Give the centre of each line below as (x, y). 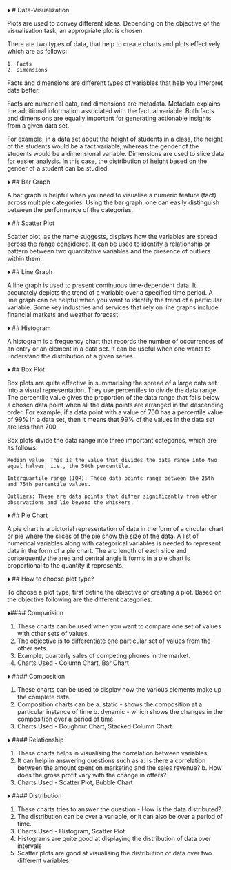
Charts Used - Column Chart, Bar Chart (73, 663)
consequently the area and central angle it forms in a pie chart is (99, 558)
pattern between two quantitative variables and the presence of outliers (109, 251)
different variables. (44, 860)
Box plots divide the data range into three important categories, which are (112, 440)
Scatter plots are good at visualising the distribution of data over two (114, 853)
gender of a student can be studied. (58, 168)
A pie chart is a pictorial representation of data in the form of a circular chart (115, 529)
